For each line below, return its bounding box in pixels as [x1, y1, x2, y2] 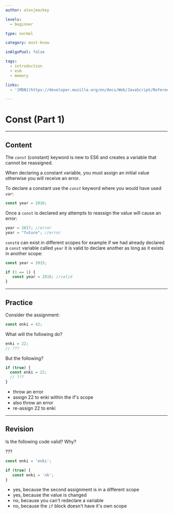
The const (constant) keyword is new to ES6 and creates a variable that [5, 154, 157, 160]
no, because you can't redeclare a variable [12, 498, 104, 504]
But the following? [5, 355, 44, 361]
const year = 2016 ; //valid [12, 274, 73, 279]
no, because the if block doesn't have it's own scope [12, 503, 127, 509]
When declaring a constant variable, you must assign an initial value [5, 170, 149, 175]
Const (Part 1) [5, 114, 65, 126]
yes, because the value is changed [12, 492, 87, 498]
